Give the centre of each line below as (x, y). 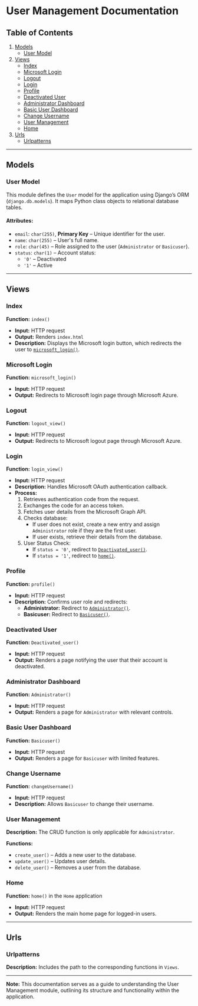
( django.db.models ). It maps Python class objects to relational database (93, 201)
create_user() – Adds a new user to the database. (75, 855)
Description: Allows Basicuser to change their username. (84, 804)
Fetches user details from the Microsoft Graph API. (85, 512)
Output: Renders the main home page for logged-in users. (85, 913)
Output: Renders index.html (49, 337)
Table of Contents (40, 33)
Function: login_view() (35, 469)
